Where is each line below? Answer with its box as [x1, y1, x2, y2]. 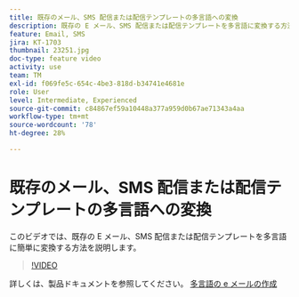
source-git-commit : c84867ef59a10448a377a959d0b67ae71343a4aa [9, 104, 245, 113]
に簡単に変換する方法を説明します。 [9, 242, 141, 253]
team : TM [9, 71, 42, 80]
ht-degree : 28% [9, 129, 66, 138]
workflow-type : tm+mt [9, 112, 90, 121]
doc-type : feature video [9, 54, 101, 63]
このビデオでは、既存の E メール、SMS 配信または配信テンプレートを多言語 [9, 230, 287, 241]
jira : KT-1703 [9, 37, 62, 47]
